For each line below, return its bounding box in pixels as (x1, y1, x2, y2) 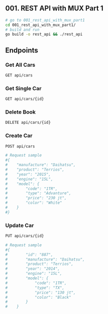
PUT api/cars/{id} (5, 233, 44, 239)
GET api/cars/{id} (5, 96, 44, 101)
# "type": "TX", (5, 285, 65, 290)
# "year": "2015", (5, 172, 51, 177)
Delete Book (5, 108, 36, 115)
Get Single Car (5, 85, 42, 92)
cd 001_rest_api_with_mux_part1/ (5, 22, 76, 28)
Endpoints (5, 46, 39, 55)
